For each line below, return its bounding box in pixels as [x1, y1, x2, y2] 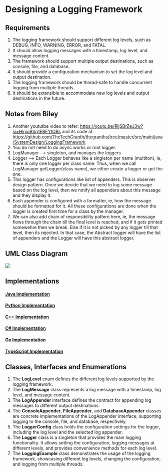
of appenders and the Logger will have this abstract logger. [12, 234, 134, 241]
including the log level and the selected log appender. [12, 429, 123, 435]
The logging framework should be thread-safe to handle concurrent [12, 79, 152, 85]
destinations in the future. [12, 95, 66, 101]
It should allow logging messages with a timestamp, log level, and [12, 48, 147, 53]
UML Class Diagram [5, 250, 68, 258]
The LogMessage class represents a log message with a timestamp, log [12, 387, 161, 393]
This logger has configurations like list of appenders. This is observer [12, 176, 155, 182]
